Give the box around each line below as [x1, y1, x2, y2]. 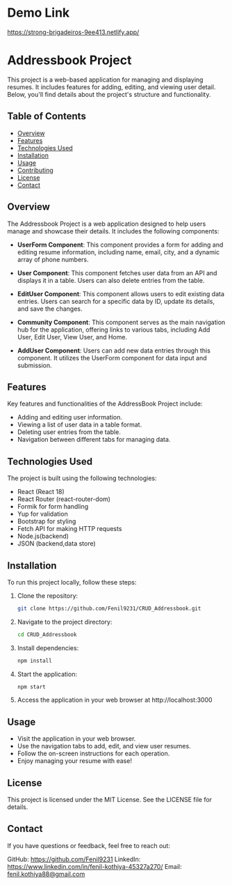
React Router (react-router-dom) [17, 495, 111, 503]
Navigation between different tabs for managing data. [17, 436, 171, 444]
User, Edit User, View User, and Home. [17, 332, 127, 341]
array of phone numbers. [17, 255, 89, 263]
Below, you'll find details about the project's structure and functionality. [7, 90, 211, 98]
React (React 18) [17, 488, 65, 496]
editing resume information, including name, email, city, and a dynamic [17, 247, 220, 256]
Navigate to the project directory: [17, 617, 113, 626]
